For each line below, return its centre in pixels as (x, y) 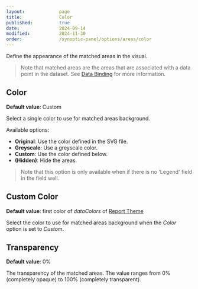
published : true (38, 23)
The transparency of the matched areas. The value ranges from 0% (88, 273)
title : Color (39, 17)
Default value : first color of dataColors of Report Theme (75, 211)
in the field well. (40, 178)
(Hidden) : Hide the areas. (46, 160)
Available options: (28, 130)
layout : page (38, 12)
